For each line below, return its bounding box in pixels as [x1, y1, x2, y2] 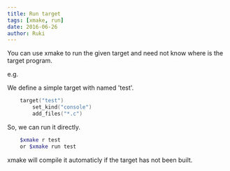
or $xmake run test [20, 143, 77, 150]
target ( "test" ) [20, 97, 64, 104]
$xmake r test [20, 136, 61, 144]
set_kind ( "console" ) [32, 104, 92, 111]
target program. [7, 57, 52, 65]
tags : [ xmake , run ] [7, 17, 64, 24]
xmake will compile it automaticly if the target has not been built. [7, 156, 193, 164]
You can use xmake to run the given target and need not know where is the [7, 49, 224, 57]
